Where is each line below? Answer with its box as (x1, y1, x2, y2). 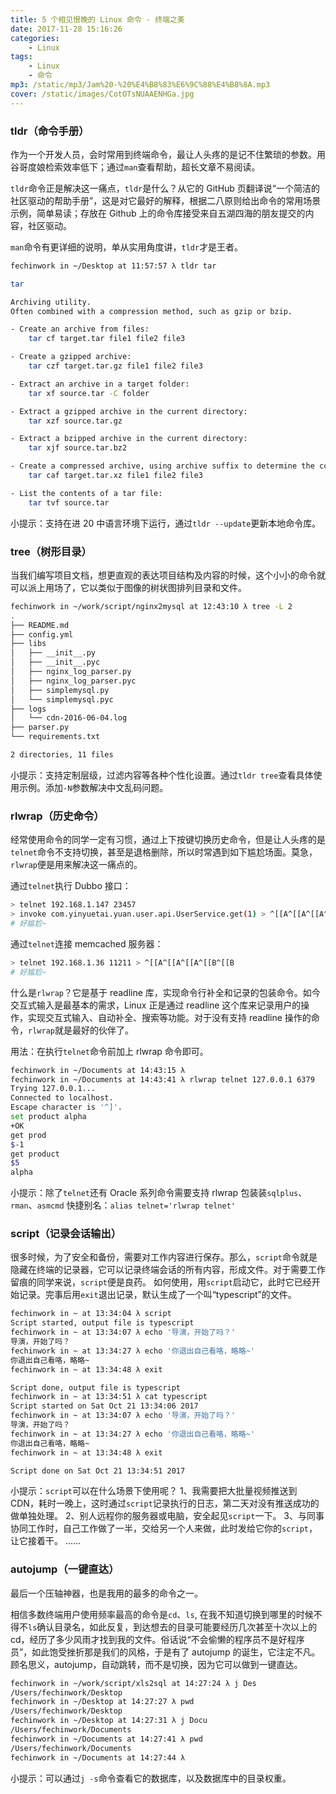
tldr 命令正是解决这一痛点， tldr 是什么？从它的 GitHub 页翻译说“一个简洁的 (10, 182, 320, 194)
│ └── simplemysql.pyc (10, 694, 114, 705)
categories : (10, 33, 60, 43)
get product (10, 1149, 60, 1159)
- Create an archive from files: (10, 324, 150, 335)
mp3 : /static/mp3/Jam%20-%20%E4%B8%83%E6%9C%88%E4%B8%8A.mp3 (10, 80, 271, 90)
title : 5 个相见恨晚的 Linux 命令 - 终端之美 (10, 14, 185, 25)
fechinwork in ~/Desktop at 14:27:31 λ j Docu (10, 1716, 208, 1726)
